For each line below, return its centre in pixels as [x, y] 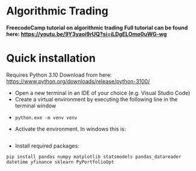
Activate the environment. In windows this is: [70, 129]
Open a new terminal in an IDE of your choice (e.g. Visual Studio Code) [103, 93]
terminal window [35, 106]
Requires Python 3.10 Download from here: [59, 75]
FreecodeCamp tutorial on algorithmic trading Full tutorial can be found [97, 28]
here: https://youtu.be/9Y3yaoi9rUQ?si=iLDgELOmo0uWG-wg [87, 34]
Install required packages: [47, 146]
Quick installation [51, 58]
